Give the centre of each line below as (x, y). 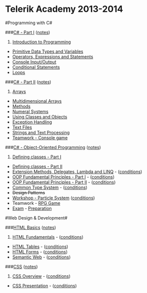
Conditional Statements (36, 67)
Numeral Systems (30, 111)
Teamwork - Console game (40, 138)
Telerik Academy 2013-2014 (64, 9)
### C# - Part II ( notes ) (28, 82)
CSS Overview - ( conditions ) (41, 276)
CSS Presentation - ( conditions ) (45, 286)
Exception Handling (32, 122)
